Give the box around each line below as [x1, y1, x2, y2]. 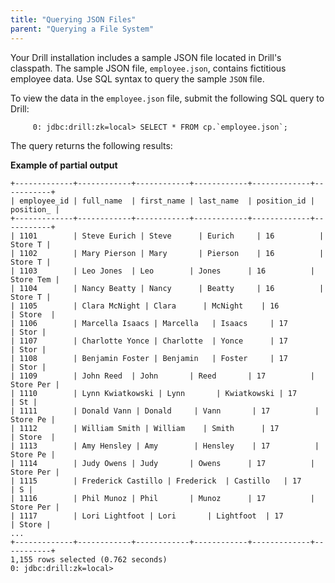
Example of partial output [10, 159, 118, 171]
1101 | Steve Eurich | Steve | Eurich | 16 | [19, 231, 325, 241]
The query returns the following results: [10, 139, 173, 151]
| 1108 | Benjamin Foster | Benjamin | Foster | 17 [10, 353, 288, 363]
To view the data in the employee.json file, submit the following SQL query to [10, 92, 325, 104]
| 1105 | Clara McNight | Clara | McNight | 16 [10, 301, 280, 311]
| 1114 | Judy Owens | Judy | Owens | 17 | [10, 458, 315, 468]
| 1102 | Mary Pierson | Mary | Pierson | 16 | [10, 248, 325, 258]
